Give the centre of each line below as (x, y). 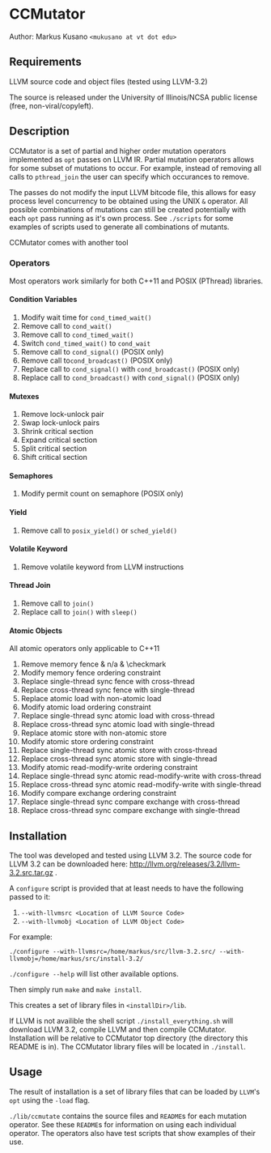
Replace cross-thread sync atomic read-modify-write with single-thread (141, 785)
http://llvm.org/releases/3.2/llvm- (185, 864)
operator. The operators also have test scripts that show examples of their (132, 1133)
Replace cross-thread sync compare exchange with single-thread (130, 811)
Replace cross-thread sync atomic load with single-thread (118, 725)
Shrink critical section (57, 432)
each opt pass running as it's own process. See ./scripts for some (121, 218)
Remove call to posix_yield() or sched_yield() (99, 530)
